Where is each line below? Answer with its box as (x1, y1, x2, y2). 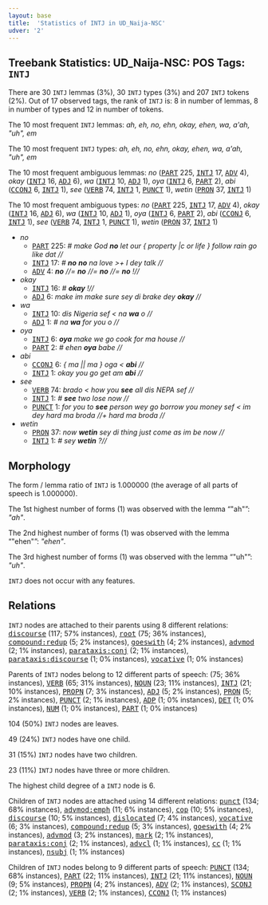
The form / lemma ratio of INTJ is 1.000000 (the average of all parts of (8, 480, 238, 490)
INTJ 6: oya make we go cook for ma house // (31, 334, 185, 344)
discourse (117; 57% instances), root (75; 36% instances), (8, 628, 207, 638)
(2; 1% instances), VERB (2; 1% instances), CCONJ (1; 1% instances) (8, 887, 227, 897)
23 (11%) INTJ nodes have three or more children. (8, 765, 171, 774)
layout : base (8, 11, 52, 20)
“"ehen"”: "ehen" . (8, 537, 66, 546)
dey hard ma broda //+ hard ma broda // (31, 411, 165, 420)
